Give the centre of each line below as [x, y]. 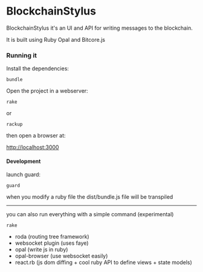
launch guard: [24, 174]
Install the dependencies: [38, 68]
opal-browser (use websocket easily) [61, 256]
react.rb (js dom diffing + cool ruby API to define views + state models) [103, 262]
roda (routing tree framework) [52, 237]
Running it [22, 55]
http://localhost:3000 [33, 147]
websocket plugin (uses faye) [52, 243]
